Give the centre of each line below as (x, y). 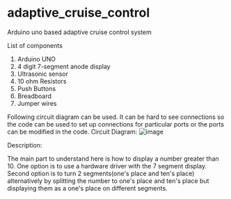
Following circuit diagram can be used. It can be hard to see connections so (116, 117)
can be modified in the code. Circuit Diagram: (72, 132)
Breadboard (34, 96)
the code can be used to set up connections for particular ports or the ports (116, 124)
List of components (35, 45)
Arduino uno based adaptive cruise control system (79, 32)
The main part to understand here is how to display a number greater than (113, 159)
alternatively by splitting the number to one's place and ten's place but (108, 181)
